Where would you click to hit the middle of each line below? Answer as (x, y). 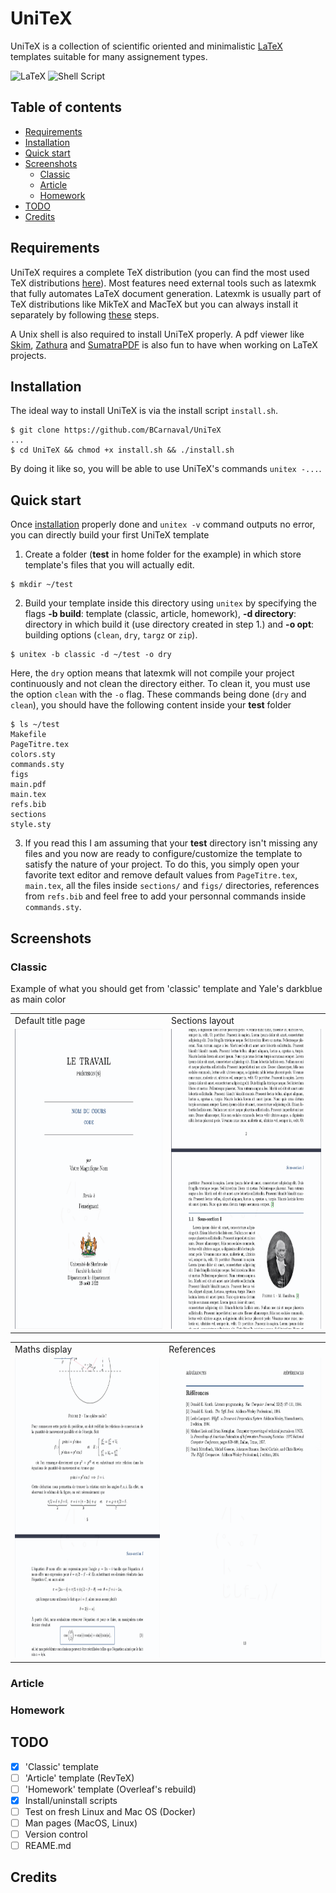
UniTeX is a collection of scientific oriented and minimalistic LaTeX (146, 46)
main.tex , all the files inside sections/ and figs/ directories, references (172, 886)
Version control (56, 1834)
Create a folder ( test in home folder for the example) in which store (163, 554)
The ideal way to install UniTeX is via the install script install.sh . (144, 411)
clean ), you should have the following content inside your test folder (151, 705)
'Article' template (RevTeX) (79, 1778)
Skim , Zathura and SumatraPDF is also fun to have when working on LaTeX (164, 344)
